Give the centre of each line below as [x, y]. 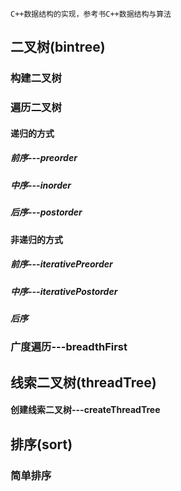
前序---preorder [44, 158]
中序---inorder [41, 185]
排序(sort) [41, 444]
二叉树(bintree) [58, 47]
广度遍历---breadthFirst [69, 347]
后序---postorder [46, 212]
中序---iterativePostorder [64, 291]
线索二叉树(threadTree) [83, 382]
